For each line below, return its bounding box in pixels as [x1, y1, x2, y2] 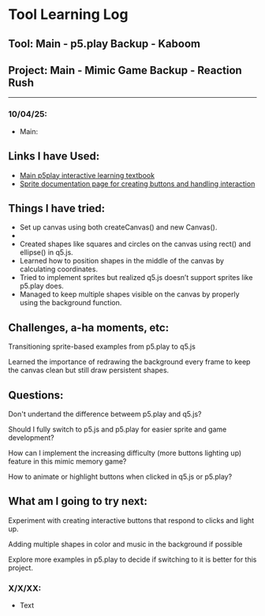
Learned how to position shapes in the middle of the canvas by [19, 256, 225, 266]
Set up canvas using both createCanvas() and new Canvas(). [19, 222, 218, 232]
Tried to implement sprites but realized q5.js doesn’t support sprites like [19, 273, 253, 282]
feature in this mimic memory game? [8, 456, 127, 466]
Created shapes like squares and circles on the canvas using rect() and [19, 239, 251, 249]
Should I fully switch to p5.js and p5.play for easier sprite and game [8, 424, 227, 434]
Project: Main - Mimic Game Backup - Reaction [8, 63, 242, 77]
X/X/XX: [8, 582, 42, 593]
